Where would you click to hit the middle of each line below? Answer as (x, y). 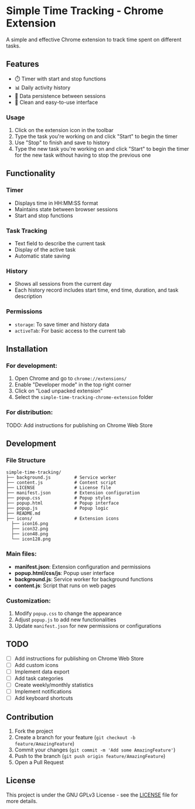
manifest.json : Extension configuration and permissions (83, 567)
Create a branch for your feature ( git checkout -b (75, 737)
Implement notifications (43, 692)
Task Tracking (27, 231)
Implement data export (42, 671)
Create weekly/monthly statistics (54, 685)
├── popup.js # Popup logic (57, 509)
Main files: (21, 554)
